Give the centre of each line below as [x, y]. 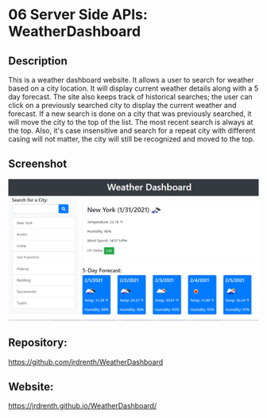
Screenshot [38, 164]
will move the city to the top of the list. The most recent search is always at [131, 122]
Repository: [38, 343]
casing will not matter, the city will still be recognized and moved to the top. [132, 139]
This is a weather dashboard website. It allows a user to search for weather [131, 80]
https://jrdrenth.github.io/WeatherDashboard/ [83, 406]
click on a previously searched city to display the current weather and [122, 105]
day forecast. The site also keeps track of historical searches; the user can [130, 97]
